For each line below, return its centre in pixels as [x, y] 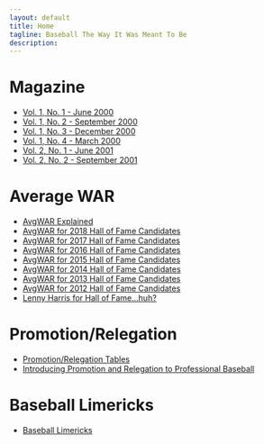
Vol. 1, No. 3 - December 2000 [79, 131]
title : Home [32, 26]
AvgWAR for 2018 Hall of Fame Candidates [101, 231]
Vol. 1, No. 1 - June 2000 [68, 113]
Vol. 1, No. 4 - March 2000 [72, 141]
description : [34, 43]
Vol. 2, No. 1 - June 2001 [68, 150]
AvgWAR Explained [58, 222]
